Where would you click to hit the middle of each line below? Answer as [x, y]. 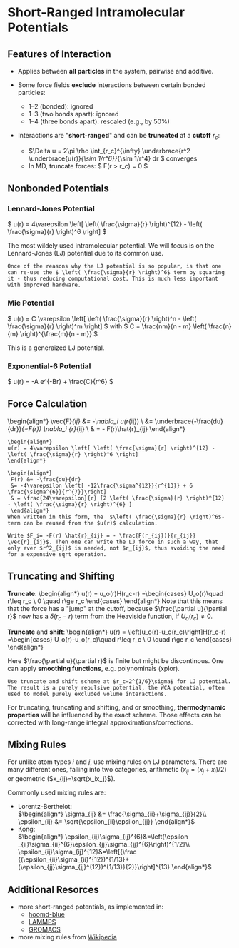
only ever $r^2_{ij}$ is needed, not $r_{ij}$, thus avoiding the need [116, 548]
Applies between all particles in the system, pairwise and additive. [116, 71]
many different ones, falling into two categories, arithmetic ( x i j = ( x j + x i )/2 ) [117, 770]
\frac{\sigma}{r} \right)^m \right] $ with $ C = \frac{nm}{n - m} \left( [107, 326]
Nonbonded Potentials [58, 189]
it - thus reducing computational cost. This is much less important [113, 279]
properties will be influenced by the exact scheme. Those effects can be [115, 715]
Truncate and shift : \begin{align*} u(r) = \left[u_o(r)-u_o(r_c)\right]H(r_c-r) [117, 632]
